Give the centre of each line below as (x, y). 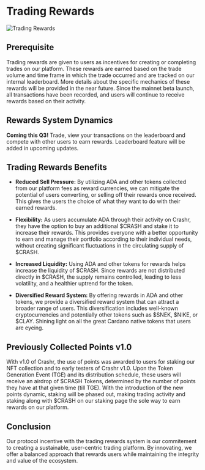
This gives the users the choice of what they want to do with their (98, 201)
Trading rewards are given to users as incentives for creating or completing (101, 62)
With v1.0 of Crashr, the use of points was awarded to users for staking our (101, 362)
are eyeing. (29, 328)
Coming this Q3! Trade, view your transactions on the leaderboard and (96, 135)
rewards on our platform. (38, 407)
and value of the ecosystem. (42, 461)
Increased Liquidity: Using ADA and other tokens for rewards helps (100, 264)
